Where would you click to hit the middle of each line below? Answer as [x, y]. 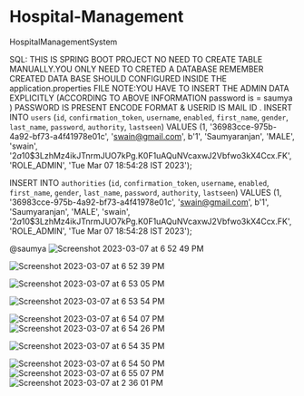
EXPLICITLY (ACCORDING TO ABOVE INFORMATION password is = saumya [151, 98]
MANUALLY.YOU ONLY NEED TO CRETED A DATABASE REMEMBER [137, 69]
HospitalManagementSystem [64, 42]
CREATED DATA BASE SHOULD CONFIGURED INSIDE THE [118, 78]
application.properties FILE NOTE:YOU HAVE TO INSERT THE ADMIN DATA [149, 88]
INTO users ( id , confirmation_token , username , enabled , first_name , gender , [149, 117]
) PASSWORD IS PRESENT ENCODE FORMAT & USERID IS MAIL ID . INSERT [151, 107]
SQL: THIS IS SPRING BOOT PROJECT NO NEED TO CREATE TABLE [136, 59]
